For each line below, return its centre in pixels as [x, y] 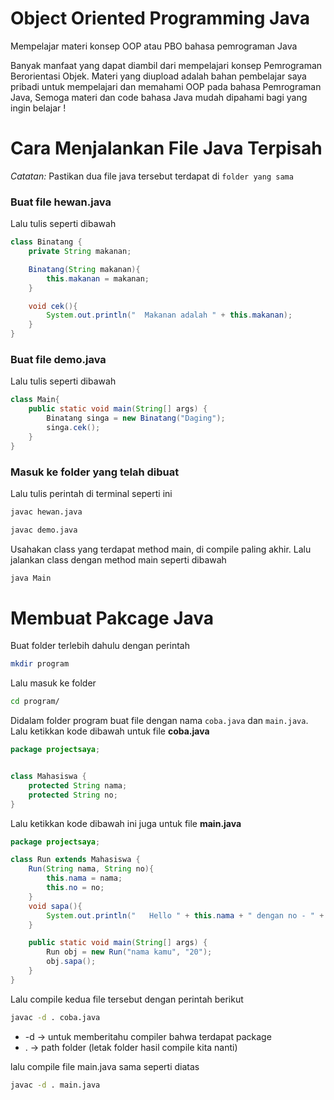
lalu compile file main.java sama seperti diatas [105, 1066]
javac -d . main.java [55, 1085]
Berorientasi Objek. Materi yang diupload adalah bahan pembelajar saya [158, 76]
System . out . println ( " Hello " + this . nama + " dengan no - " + [185, 915]
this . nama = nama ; [84, 878]
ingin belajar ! [38, 108]
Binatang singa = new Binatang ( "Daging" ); [136, 418]
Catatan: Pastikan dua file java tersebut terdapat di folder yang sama [152, 176]
